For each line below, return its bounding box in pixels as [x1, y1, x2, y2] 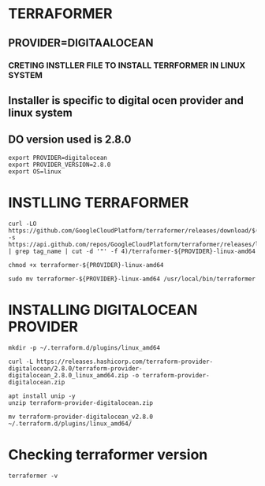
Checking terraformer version [8, 446, 208, 463]
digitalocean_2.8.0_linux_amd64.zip [8, 371, 129, 379]
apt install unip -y [8, 391, 77, 400]
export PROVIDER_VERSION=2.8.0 [8, 161, 111, 169]
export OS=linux [8, 167, 62, 176]
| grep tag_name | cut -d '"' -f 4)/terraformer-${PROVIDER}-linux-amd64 [8, 247, 256, 255]
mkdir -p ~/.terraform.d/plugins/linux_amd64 [8, 343, 160, 351]
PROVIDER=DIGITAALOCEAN [8, 36, 154, 50]
